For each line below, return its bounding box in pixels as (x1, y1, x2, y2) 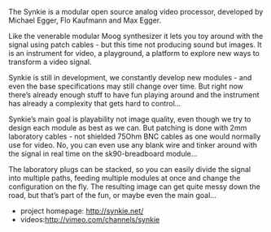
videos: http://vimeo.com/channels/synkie (20, 215, 160, 224)
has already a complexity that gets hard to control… (8, 99, 181, 108)
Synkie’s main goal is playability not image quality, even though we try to (8, 114, 251, 124)
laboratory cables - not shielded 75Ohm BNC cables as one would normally (8, 131, 261, 141)
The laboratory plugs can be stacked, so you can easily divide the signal (8, 165, 251, 174)
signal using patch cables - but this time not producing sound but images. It (8, 40, 262, 49)
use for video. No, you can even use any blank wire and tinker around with (8, 140, 258, 149)
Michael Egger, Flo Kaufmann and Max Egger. (8, 15, 162, 25)
